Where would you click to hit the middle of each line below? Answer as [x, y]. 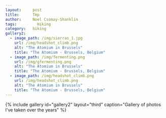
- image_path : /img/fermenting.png [47, 57]
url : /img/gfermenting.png [43, 62]
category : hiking [26, 29]
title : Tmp [22, 15]
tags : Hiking [28, 24]
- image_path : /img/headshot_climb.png [52, 76]
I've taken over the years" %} [36, 110]
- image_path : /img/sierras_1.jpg [46, 38]
